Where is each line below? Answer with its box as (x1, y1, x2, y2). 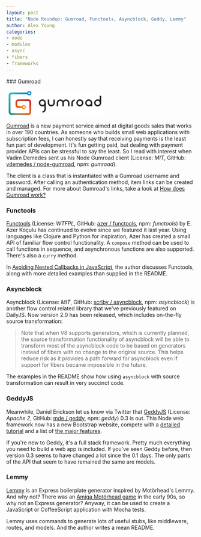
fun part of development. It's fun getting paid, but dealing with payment (6, 141, 183, 149)
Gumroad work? (6, 191, 46, 198)
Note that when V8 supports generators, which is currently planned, (20, 330, 190, 337)
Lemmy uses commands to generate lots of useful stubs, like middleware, (6, 517, 188, 524)
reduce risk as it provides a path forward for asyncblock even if (20, 355, 178, 362)
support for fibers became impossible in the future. (20, 361, 148, 369)
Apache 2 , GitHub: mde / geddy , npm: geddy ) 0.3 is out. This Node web (6, 414, 184, 422)
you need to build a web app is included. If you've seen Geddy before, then (6, 445, 193, 452)
